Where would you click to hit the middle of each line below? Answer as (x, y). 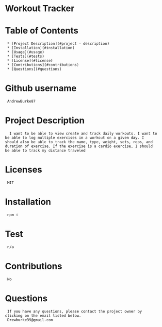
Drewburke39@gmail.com (30, 320)
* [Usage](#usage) (26, 52)
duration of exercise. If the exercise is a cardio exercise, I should (79, 146)
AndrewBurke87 (21, 102)
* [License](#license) (30, 61)
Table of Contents (42, 31)
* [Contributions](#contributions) (43, 65)
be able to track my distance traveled (45, 151)
